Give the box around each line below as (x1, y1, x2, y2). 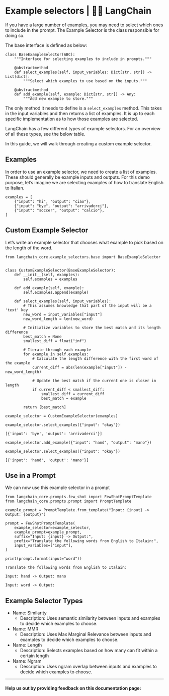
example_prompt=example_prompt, (14, 530, 82, 535)
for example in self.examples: (23, 351, 89, 357)
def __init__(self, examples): (14, 272, 80, 277)
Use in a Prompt (5, 471, 56, 479)
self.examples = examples (23, 277, 78, 282)
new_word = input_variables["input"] (23, 312, 102, 317)
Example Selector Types (5, 596, 83, 605)
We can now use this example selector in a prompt (5, 485, 110, 491)
